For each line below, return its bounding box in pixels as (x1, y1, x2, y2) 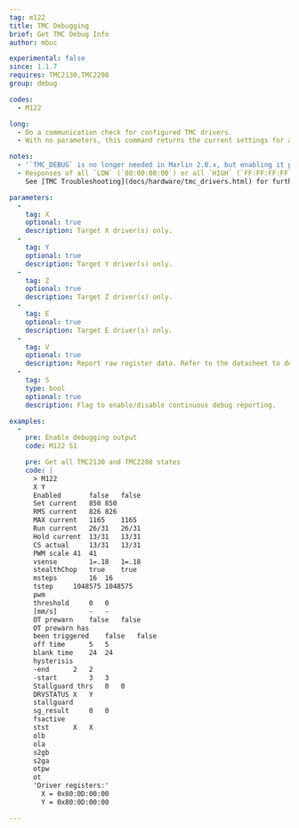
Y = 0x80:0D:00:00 (41, 798, 109, 807)
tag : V (25, 343, 50, 352)
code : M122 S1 (25, 442, 77, 451)
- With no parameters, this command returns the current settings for (17, 136, 285, 145)
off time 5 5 (32, 640, 109, 650)
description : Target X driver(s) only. (25, 227, 174, 236)
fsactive (32, 715, 66, 724)
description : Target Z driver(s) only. (25, 293, 174, 302)
